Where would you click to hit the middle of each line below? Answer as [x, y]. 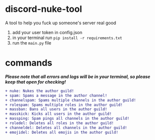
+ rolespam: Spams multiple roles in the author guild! [64, 105]
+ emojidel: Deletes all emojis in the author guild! [62, 132]
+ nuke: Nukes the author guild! [40, 91]
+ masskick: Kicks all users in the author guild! [58, 114]
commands [29, 63]
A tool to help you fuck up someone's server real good [61, 23]
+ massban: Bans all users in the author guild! [56, 109]
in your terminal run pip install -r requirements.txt [67, 38]
